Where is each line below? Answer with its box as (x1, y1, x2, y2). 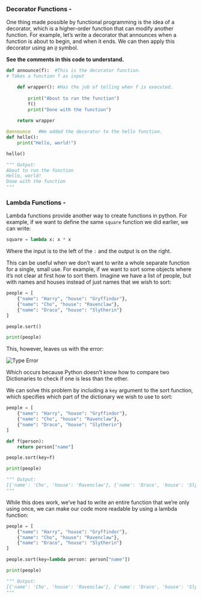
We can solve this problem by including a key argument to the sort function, (6, 387, 194, 394)
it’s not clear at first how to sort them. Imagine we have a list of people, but (6, 272, 191, 279)
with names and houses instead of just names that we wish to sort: (6, 278, 171, 286)
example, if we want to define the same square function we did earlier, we (6, 219, 188, 226)
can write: (6, 225, 31, 232)
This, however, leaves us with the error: (6, 345, 104, 353)
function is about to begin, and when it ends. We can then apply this (6, 38, 175, 45)
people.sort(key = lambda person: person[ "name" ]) (6, 557, 130, 563)
